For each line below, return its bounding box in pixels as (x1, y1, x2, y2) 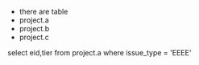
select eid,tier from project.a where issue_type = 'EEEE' (7, 48, 192, 57)
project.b (19, 24, 50, 33)
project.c (19, 32, 49, 42)
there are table (19, 7, 68, 16)
